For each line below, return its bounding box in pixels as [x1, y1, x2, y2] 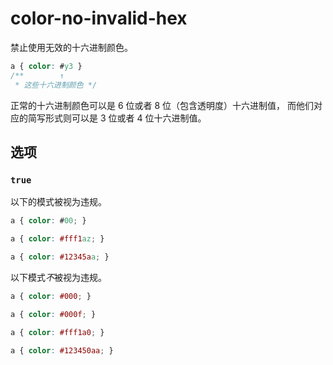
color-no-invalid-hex [10, 7, 188, 30]
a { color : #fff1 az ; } [10, 234, 105, 244]
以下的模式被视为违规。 [10, 196, 107, 208]
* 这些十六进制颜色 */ [14, 80, 98, 90]
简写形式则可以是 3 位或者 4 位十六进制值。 [27, 112, 207, 124]
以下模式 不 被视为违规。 [10, 271, 107, 283]
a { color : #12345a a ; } [10, 252, 110, 262]
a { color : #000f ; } [10, 309, 97, 319]
